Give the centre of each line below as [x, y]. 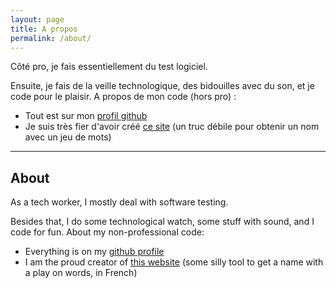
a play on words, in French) [81, 273]
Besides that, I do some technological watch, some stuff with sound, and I [162, 222]
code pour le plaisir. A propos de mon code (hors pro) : [123, 97]
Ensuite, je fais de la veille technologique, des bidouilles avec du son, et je [162, 86]
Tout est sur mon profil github [86, 116]
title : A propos [44, 29]
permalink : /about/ [51, 38]
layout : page [37, 19]
